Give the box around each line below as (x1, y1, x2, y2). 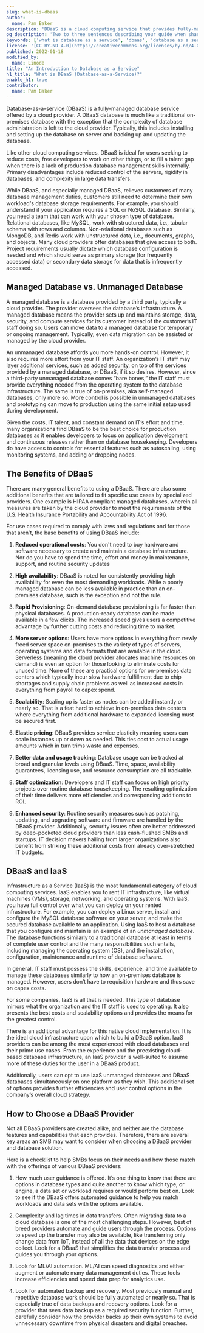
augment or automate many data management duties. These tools (15, 1269, 180, 1276)
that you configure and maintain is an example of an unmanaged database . (6, 928, 195, 935)
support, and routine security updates (15, 560, 110, 567)
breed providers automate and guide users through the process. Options (15, 1225, 197, 1233)
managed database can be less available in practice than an (15, 585, 165, 592)
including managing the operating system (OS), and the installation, (6, 947, 175, 954)
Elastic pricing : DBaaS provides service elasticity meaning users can (15, 729, 188, 736)
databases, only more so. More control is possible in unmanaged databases (6, 394, 196, 401)
